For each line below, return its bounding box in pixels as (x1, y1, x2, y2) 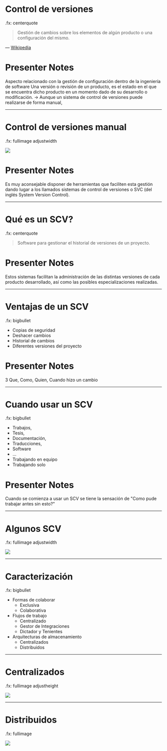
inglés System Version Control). (5, 191, 70, 197)
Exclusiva (19, 602, 40, 608)
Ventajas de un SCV (5, 301, 89, 312)
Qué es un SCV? (5, 214, 74, 225)
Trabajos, (12, 425, 32, 431)
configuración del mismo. (17, 35, 70, 41)
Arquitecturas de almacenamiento (12, 634, 82, 640)
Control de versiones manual (5, 122, 127, 133)
